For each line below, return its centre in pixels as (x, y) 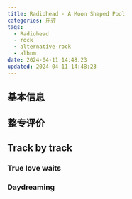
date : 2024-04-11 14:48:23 (47, 60)
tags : (15, 27)
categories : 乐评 (32, 21)
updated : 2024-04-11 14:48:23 (52, 67)
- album (25, 54)
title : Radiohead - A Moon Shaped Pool (66, 14)
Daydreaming (31, 187)
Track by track (40, 148)
